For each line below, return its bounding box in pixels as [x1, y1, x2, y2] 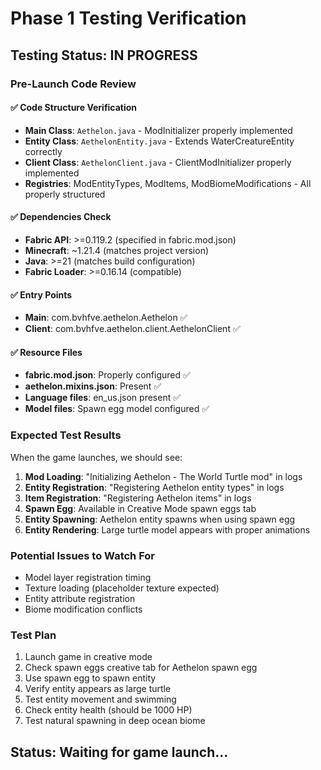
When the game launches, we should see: [10, 451, 183, 463]
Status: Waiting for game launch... [10, 743, 229, 761]
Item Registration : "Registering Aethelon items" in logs [24, 492, 252, 504]
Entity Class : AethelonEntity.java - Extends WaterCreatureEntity [24, 135, 295, 147]
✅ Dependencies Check [10, 211, 112, 223]
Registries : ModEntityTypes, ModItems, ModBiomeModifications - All [24, 177, 312, 189]
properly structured [24, 188, 106, 200]
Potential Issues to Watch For [10, 548, 155, 562]
